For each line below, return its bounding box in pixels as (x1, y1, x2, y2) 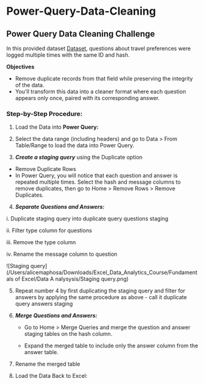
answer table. (24, 349, 59, 356)
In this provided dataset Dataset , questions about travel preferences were (6, 45, 191, 52)
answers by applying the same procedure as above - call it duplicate (15, 294, 187, 301)
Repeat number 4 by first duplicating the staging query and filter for (15, 287, 186, 294)
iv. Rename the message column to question (6, 250, 118, 258)
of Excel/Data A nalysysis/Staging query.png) (15, 275, 129, 283)
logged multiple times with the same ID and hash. (6, 51, 130, 59)
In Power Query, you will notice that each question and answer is (15, 172, 178, 179)
